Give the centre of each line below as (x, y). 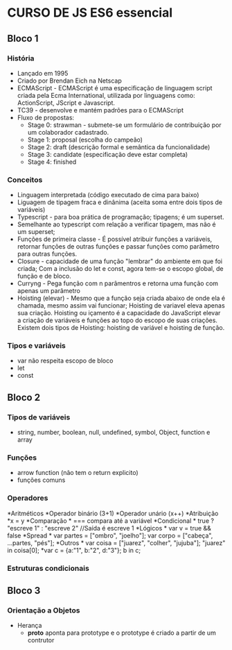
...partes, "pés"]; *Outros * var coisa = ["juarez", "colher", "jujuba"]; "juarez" (116, 542)
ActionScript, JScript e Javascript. (66, 103)
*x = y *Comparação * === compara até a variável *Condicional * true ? (111, 520)
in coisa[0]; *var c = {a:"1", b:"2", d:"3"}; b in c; (74, 550)
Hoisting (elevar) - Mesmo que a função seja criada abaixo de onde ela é (121, 298)
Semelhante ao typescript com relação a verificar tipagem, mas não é (116, 224)
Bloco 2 (24, 397)
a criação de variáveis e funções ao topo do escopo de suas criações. (117, 320)
